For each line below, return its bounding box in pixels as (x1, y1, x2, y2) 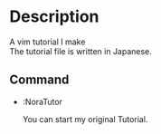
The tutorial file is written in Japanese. (9, 45, 152, 56)
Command (9, 72, 70, 88)
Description (9, 6, 99, 27)
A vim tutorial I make (9, 36, 86, 47)
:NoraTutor (22, 96, 63, 107)
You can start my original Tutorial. (22, 113, 148, 124)
